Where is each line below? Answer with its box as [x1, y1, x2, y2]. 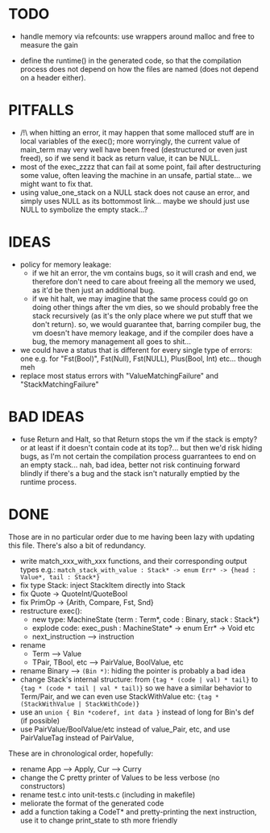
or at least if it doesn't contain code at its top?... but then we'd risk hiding [19, 442, 263, 452]
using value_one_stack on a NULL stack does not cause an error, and [19, 187, 250, 197]
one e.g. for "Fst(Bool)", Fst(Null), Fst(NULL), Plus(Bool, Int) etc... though [19, 354, 262, 363]
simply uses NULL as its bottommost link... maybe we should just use [19, 196, 250, 205]
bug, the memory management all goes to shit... [31, 336, 192, 346]
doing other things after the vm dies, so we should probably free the [31, 302, 259, 312]
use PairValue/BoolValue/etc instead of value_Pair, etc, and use [19, 724, 231, 734]
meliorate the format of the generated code [19, 798, 164, 808]
